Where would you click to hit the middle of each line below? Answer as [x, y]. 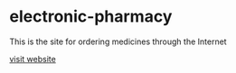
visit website [33, 59]
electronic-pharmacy [91, 17]
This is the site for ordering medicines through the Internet [118, 41]
